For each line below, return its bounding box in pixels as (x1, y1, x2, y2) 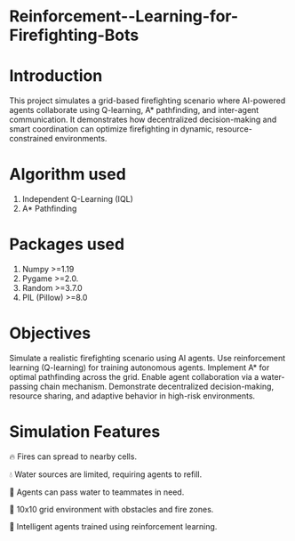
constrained (9, 133, 53, 144)
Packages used (9, 234, 125, 254)
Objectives (9, 323, 92, 343)
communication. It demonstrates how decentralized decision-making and (9, 114, 277, 125)
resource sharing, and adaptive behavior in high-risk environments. (9, 390, 256, 401)
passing (9, 381, 38, 392)
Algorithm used (9, 165, 126, 184)
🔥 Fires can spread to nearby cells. (9, 451, 138, 462)
